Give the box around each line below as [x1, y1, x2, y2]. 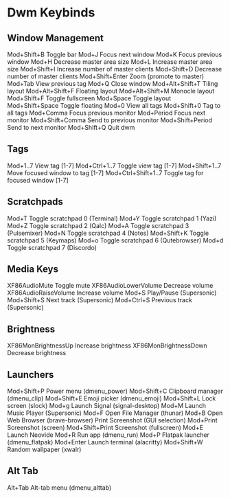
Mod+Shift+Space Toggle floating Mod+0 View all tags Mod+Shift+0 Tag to [7, 102, 221, 109]
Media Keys [7, 263, 58, 275]
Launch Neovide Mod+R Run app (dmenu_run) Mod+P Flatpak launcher [7, 431, 209, 439]
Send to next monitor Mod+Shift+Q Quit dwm [7, 124, 135, 131]
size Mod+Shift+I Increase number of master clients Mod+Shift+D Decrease [7, 65, 222, 73]
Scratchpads [7, 196, 64, 207]
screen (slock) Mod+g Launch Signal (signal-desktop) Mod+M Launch [7, 402, 206, 410]
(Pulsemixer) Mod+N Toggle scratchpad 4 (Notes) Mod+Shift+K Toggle [7, 229, 209, 237]
